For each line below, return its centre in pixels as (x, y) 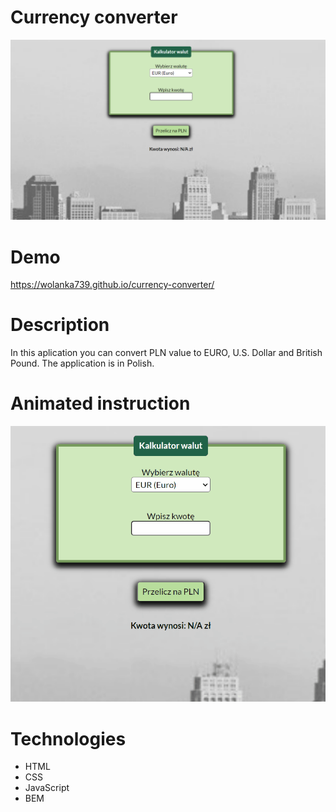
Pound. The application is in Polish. (82, 363)
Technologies (68, 738)
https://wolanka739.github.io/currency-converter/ (112, 285)
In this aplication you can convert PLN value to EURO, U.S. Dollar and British (166, 353)
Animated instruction (100, 403)
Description (60, 325)
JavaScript (47, 788)
